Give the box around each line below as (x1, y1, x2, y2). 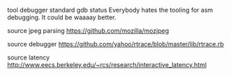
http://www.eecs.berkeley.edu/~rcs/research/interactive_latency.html (7, 61, 207, 68)
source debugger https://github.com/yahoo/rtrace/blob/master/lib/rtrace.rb (7, 40, 225, 48)
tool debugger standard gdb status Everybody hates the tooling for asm (7, 6, 214, 14)
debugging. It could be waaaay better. (7, 13, 117, 21)
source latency (7, 53, 50, 61)
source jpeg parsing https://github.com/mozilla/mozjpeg (7, 27, 170, 35)
